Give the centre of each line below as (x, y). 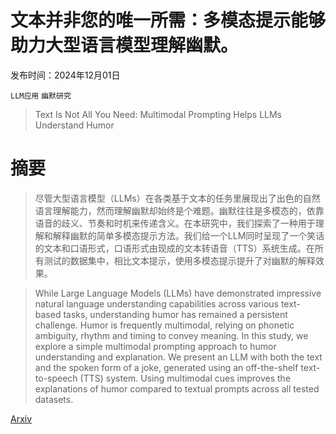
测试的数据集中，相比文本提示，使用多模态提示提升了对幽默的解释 (179, 260)
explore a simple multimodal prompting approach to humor (155, 346)
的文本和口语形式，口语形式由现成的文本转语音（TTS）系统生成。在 (174, 248)
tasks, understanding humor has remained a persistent (175, 314)
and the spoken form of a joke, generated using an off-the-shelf (166, 367)
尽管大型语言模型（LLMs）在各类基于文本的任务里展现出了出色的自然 (177, 198)
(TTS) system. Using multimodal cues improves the (185, 378)
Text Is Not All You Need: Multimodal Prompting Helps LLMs (158, 114)
